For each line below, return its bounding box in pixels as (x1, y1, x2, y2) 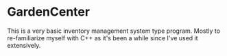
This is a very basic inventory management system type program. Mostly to (7, 27, 221, 35)
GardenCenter (7, 4, 91, 20)
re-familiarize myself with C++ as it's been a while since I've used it (7, 33, 198, 42)
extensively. (7, 41, 41, 49)
